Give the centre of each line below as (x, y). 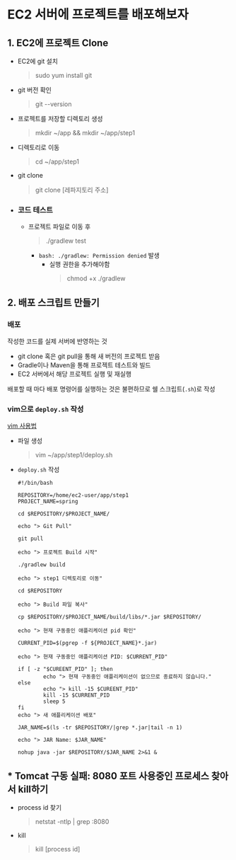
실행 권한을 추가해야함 (79, 264)
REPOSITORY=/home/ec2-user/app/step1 (73, 495)
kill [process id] (58, 849)
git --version (53, 104)
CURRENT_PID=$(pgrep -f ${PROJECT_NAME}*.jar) (87, 643)
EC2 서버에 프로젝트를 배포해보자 (98, 15)
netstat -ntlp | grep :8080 (72, 822)
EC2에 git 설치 (38, 61)
